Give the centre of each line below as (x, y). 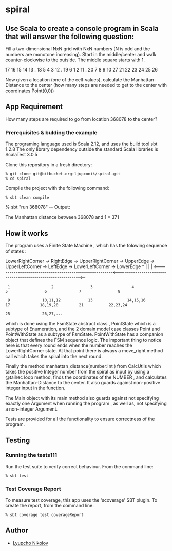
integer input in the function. (35, 388)
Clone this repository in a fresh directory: (49, 165)
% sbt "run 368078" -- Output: (38, 207)
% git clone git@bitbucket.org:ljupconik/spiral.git (63, 174)
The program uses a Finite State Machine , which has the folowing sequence (86, 245)
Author (17, 531)
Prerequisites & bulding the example (51, 132)
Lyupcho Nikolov (31, 543)
